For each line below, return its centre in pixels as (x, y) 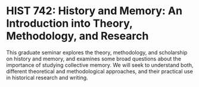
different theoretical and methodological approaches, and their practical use (100, 71)
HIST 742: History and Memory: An (94, 11)
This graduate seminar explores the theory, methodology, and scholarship (97, 52)
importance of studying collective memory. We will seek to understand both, (100, 65)
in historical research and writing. (47, 78)
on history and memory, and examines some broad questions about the (94, 59)
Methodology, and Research (77, 36)
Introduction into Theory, (69, 23)
